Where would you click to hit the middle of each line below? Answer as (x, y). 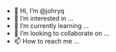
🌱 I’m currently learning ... (51, 26)
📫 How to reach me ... (46, 41)
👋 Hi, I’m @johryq (39, 11)
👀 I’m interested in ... (44, 18)
